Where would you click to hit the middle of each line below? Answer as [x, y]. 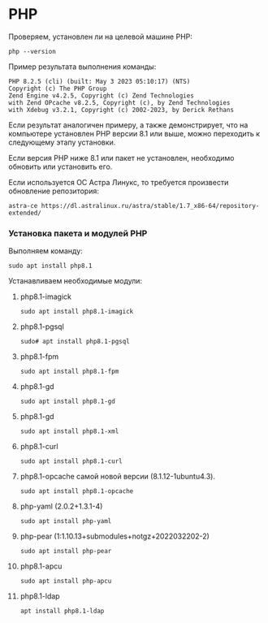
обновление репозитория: [54, 191]
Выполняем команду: [45, 251]
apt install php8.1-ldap [62, 611]
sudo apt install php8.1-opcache [77, 491]
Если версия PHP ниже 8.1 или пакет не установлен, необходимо [121, 158]
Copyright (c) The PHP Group [58, 89]
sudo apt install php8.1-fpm [69, 372]
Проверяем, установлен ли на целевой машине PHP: [101, 37]
